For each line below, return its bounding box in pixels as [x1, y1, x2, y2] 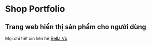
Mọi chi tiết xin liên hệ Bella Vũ [5, 35, 68, 41]
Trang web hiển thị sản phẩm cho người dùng [5, 23, 147, 31]
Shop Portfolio [5, 3, 65, 15]
